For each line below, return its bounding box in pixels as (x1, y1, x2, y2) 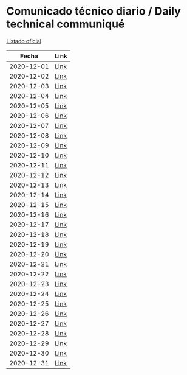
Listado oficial (6, 37, 41, 44)
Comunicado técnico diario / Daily (6, 4, 181, 18)
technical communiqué (6, 17, 125, 31)
